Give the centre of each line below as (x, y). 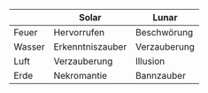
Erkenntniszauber (90, 46)
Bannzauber (161, 76)
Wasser (30, 46)
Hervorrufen (79, 32)
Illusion (150, 61)
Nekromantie (81, 76)
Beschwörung (165, 32)
